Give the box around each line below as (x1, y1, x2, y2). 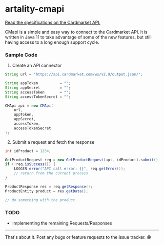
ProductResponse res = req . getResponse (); (5, 184, 93, 189)
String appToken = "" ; (5, 81, 71, 86)
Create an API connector (12, 62, 62, 69)
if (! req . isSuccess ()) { (5, 162, 56, 167)
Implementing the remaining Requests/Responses (12, 220, 112, 226)
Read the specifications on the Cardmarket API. (5, 19, 101, 25)
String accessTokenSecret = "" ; (5, 94, 71, 99)
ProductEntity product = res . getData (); (5, 188, 89, 193)
